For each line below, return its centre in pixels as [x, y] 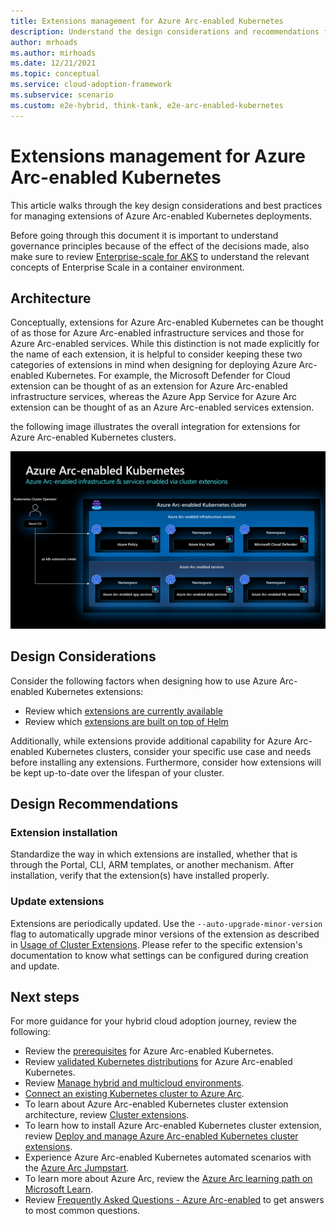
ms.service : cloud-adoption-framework [91, 85]
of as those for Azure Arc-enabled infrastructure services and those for [157, 333]
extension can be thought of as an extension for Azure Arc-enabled [149, 386]
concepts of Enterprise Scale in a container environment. [127, 267]
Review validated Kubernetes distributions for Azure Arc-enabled [158, 1062]
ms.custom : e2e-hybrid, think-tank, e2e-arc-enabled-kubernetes [147, 105]
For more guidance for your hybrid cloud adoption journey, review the [153, 1021]
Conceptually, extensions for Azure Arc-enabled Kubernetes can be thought [167, 322]
